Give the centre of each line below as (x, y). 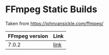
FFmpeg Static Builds (51, 9)
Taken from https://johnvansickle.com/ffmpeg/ (54, 23)
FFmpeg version (28, 36)
